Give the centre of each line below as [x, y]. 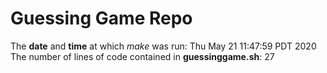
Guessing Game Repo [101, 18]
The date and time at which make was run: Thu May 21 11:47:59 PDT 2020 [163, 46]
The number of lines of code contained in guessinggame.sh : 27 [142, 56]
